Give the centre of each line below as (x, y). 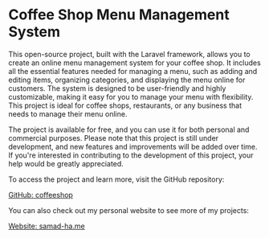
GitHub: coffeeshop (41, 195)
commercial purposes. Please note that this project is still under (114, 137)
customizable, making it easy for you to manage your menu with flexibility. (131, 96)
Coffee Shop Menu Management (119, 15)
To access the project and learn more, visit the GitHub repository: (116, 179)
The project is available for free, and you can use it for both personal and (129, 129)
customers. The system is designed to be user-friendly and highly (117, 88)
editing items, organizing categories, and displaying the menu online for (127, 80)
